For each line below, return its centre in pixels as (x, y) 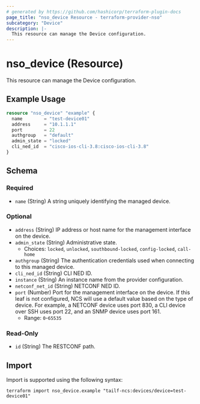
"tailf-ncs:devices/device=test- (145, 391)
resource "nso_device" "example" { (51, 113)
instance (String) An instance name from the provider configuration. (99, 279)
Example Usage (36, 99)
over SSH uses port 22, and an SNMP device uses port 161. (88, 311)
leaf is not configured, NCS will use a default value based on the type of (104, 298)
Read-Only (23, 333)
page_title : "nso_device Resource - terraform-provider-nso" (84, 17)
